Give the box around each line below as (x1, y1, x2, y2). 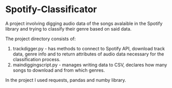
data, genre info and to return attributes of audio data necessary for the (12, 51, 164, 57)
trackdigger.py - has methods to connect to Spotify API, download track (12, 45, 165, 51)
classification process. (12, 56, 61, 62)
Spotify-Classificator (5, 4, 98, 15)
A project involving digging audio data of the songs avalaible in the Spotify (5, 20, 163, 26)
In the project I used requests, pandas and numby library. (5, 77, 126, 83)
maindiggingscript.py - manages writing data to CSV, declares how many (12, 62, 167, 68)
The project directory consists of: (5, 36, 76, 42)
